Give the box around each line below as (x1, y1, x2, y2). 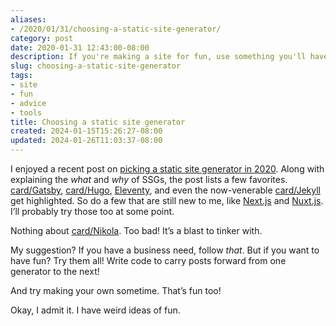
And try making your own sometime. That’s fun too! (10, 285, 222, 296)
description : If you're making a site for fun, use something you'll (10, 52, 307, 62)
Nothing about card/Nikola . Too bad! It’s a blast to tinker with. (10, 225, 263, 236)
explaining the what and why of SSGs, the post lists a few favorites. (10, 174, 288, 185)
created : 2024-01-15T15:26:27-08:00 (10, 126, 163, 136)
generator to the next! (10, 266, 100, 277)
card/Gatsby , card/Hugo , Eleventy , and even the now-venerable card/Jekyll (10, 184, 321, 196)
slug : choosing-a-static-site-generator (10, 61, 182, 71)
